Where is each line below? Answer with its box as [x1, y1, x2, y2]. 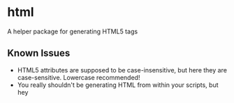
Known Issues [7, 47, 71, 59]
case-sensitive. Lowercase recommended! [17, 73, 140, 81]
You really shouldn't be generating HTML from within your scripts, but [17, 81, 219, 89]
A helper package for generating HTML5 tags [7, 27, 138, 35]
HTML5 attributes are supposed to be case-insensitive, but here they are [17, 65, 227, 74]
